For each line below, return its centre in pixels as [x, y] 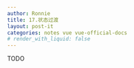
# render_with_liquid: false [49, 39]
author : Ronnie [29, 13]
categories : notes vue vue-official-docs [67, 33]
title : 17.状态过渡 [33, 20]
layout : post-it [30, 26]
